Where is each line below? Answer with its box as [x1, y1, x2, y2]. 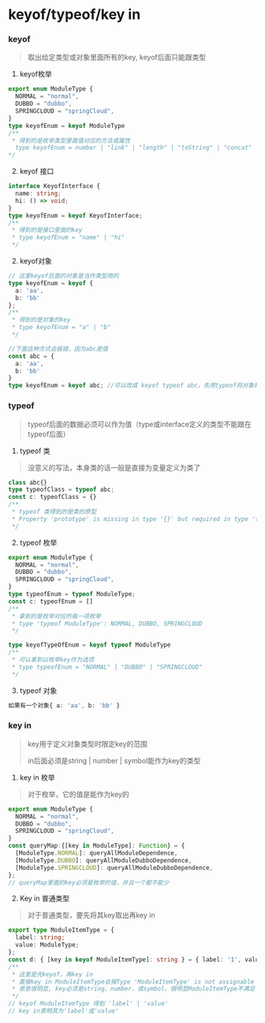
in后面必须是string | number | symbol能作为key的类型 [27, 755, 201, 765]
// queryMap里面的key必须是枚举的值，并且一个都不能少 [8, 879, 170, 886]
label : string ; [15, 934, 65, 942]
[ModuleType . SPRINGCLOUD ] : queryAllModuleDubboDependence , [15, 864, 214, 871]
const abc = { [8, 352, 55, 360]
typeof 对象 [19, 685, 58, 695]
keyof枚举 [19, 69, 53, 79]
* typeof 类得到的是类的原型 [11, 508, 97, 516]
